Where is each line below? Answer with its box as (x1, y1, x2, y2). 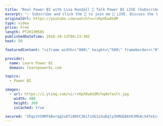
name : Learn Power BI (9, 61, 53, 65)
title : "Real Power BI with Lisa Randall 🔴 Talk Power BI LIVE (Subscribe (5, 7, 160, 12)
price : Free (5, 25, 29, 30)
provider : (5, 56, 25, 61)
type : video (5, 20, 29, 26)
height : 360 (14, 100, 38, 106)
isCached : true (14, 105, 45, 110)
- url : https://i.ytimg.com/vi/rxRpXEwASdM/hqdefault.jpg (9, 92, 130, 96)
